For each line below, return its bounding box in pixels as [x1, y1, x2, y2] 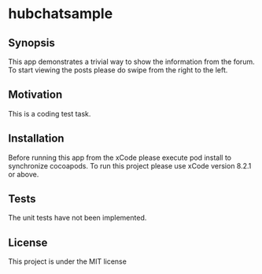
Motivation [8, 88, 63, 102]
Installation [8, 131, 65, 146]
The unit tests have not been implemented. [8, 213, 147, 223]
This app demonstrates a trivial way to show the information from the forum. [8, 57, 255, 66]
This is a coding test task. [8, 109, 91, 118]
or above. [8, 169, 39, 179]
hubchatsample [8, 5, 113, 23]
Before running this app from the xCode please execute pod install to [8, 153, 232, 162]
